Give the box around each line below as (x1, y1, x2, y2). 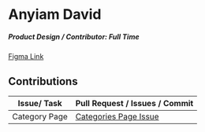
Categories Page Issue (75, 111, 159, 122)
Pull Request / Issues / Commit (75, 97, 194, 108)
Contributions (8, 75, 78, 88)
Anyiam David (8, 5, 102, 24)
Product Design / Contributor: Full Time (8, 31, 140, 41)
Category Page (12, 111, 69, 122)
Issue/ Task (17, 97, 62, 108)
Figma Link (8, 52, 44, 61)
